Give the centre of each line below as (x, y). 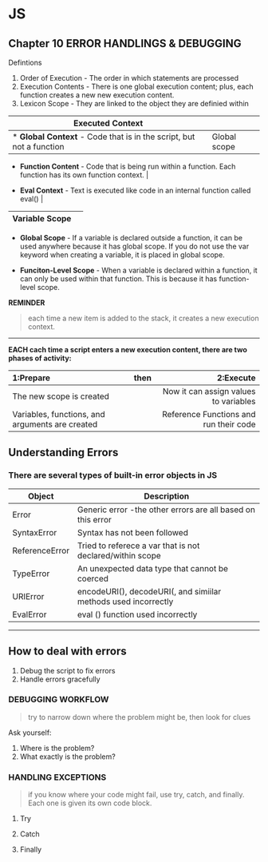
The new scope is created (61, 396)
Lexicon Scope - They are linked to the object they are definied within (134, 103)
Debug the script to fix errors (67, 670)
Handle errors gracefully (60, 679)
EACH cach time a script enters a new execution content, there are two (128, 350)
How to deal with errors (68, 651)
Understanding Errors (63, 453)
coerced (93, 578)
